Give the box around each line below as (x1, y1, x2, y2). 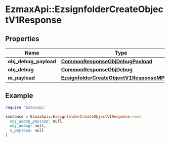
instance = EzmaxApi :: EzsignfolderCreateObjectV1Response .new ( (5, 114, 142, 119)
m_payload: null (10, 128, 44, 133)
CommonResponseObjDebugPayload (61, 58, 153, 65)
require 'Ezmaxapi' (5, 105, 47, 110)
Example (5, 91, 33, 100)
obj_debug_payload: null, (10, 119, 65, 124)
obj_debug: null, (10, 123, 47, 128)
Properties (5, 34, 39, 43)
